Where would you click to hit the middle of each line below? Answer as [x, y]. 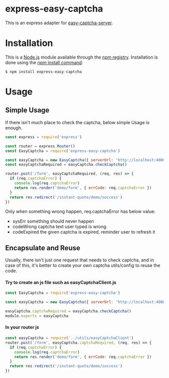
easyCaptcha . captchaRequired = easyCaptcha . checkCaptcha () [68, 311]
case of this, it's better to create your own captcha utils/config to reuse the [83, 265]
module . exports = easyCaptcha [37, 316]
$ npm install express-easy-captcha [44, 72]
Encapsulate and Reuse [43, 248]
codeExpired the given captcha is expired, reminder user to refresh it [84, 232]
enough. [14, 128]
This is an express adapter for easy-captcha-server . [59, 23]
